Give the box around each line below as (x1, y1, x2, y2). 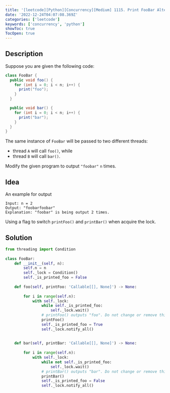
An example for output (5, 191, 52, 197)
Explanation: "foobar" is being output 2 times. (5, 210, 110, 215)
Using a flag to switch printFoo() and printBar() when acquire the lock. (5, 219, 156, 225)
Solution (5, 233, 32, 242)
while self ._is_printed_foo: (41, 303, 103, 309)
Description (5, 50, 43, 58)
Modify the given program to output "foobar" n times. (5, 163, 116, 169)
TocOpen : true (5, 31, 35, 36)
